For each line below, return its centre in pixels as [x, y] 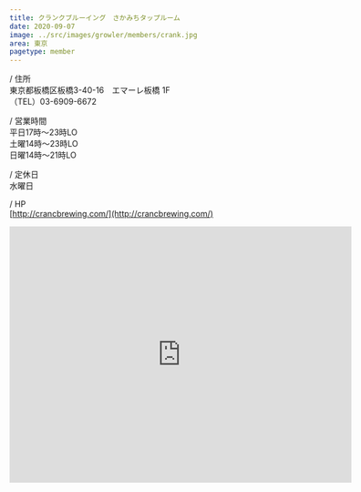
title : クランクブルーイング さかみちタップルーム [95, 18]
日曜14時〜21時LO [43, 155]
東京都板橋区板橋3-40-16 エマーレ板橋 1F [90, 90]
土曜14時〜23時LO [44, 144]
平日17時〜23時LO [44, 132]
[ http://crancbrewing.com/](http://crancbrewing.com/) [112, 214]
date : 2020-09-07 [42, 26]
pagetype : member [42, 52]
